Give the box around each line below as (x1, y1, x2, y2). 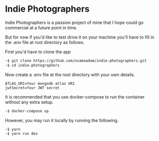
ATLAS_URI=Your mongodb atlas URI (5, 81, 75, 86)
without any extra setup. (5, 99, 54, 105)
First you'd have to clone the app (5, 49, 71, 55)
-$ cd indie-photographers (5, 62, 60, 68)
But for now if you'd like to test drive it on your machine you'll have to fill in (5, 34, 155, 40)
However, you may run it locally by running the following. (5, 117, 119, 123)
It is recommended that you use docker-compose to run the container (5, 94, 145, 100)
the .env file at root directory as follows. (5, 39, 85, 45)
